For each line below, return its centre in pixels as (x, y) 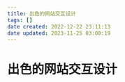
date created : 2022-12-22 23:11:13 (59, 26)
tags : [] (20, 20)
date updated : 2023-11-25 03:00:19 (59, 33)
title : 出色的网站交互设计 (42, 14)
